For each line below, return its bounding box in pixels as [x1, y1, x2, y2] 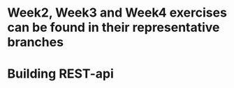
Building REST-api [7, 66, 114, 82]
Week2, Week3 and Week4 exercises [7, 5, 227, 21]
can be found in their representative [7, 19, 220, 35]
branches [7, 35, 64, 50]
